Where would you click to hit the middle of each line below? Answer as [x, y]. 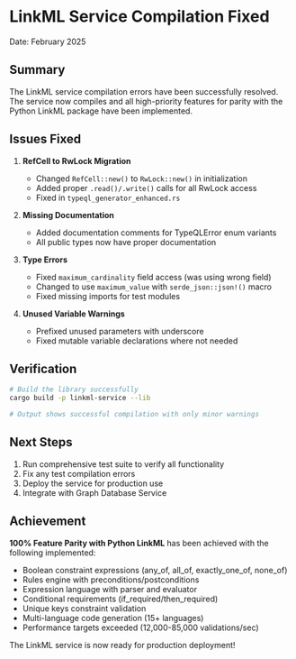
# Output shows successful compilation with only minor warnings [134, 415]
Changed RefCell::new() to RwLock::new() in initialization [141, 178]
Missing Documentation [68, 215]
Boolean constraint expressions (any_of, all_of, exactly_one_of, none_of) [155, 570]
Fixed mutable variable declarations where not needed [137, 341]
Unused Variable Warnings [74, 314]
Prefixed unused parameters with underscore [120, 331]
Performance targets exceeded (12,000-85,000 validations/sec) [140, 627]
